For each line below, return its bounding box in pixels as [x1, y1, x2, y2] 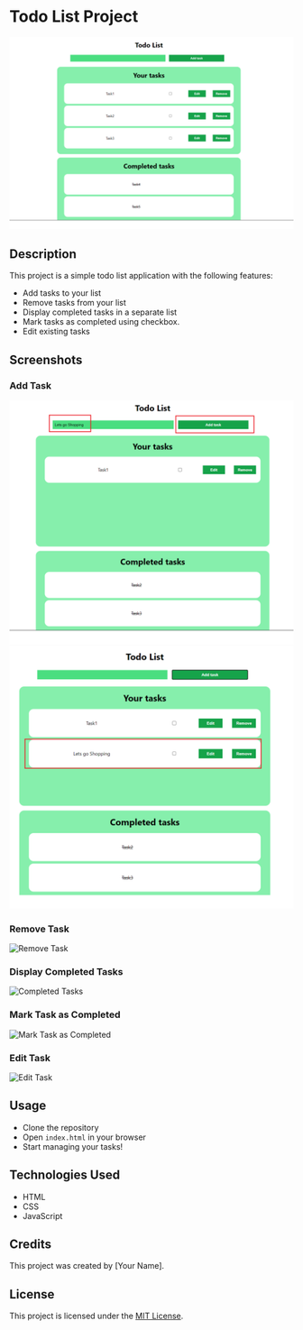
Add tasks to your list [22, 288, 102, 298]
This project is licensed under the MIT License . [9, 1310, 184, 1322]
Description [9, 246, 77, 261]
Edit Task [9, 1051, 51, 1064]
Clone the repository [22, 1122, 99, 1133]
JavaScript [22, 1210, 63, 1221]
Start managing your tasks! [22, 1141, 124, 1151]
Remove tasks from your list [22, 298, 126, 308]
